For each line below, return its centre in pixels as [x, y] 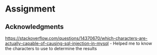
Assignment [30, 9]
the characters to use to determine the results [51, 48]
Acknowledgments [35, 27]
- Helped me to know [131, 43]
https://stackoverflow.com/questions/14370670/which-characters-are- [76, 38]
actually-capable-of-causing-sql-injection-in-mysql [57, 43]
